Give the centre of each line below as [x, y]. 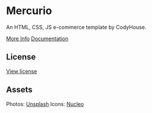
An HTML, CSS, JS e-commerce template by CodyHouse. [76, 27]
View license [22, 71]
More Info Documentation [37, 38]
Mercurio [29, 11]
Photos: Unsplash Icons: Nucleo [45, 104]
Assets [19, 90]
